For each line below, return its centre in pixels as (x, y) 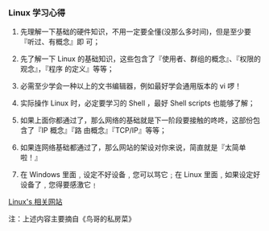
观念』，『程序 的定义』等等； (67, 69)
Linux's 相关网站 (35, 202)
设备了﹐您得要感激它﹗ (59, 185)
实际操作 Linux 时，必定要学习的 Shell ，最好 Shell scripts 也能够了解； (137, 103)
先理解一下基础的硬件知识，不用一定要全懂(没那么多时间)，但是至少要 (136, 32)
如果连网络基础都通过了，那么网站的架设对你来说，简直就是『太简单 (133, 147)
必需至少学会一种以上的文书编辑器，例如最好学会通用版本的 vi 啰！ (130, 86)
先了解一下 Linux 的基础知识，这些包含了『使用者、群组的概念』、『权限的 (141, 59)
